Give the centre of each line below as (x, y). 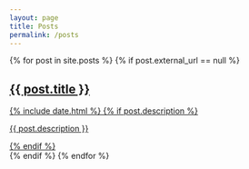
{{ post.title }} (50, 89)
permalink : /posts (44, 35)
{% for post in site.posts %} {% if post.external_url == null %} (125, 61)
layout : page (34, 18)
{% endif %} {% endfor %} (60, 156)
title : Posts (34, 26)
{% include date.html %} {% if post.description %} (104, 111)
